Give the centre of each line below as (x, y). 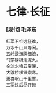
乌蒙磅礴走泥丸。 (23, 60)
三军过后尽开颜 (21, 85)
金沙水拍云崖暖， (23, 66)
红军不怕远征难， (23, 42)
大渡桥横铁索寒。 (23, 73)
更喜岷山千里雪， (23, 79)
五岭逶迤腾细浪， (23, 54)
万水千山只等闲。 (23, 47)
